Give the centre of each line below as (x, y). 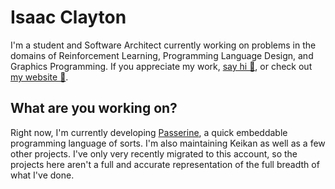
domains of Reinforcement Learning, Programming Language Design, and (162, 55)
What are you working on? (94, 108)
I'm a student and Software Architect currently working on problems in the (163, 45)
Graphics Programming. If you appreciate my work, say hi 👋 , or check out (161, 66)
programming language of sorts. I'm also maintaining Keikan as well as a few (168, 143)
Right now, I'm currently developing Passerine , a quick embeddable (149, 132)
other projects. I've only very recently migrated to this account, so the (154, 153)
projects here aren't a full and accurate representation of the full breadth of (165, 164)
